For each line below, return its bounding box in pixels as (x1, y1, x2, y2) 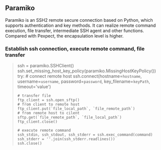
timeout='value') (17, 84, 51, 90)
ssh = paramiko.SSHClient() (17, 63, 74, 69)
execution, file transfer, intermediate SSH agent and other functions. (5, 27, 145, 34)
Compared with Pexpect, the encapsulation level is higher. (5, 33, 124, 39)
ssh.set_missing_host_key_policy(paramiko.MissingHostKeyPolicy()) (17, 68, 156, 74)
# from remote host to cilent (17, 111, 80, 116)
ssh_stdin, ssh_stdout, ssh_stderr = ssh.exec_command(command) (17, 132, 153, 138)
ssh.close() (17, 141, 42, 146)
